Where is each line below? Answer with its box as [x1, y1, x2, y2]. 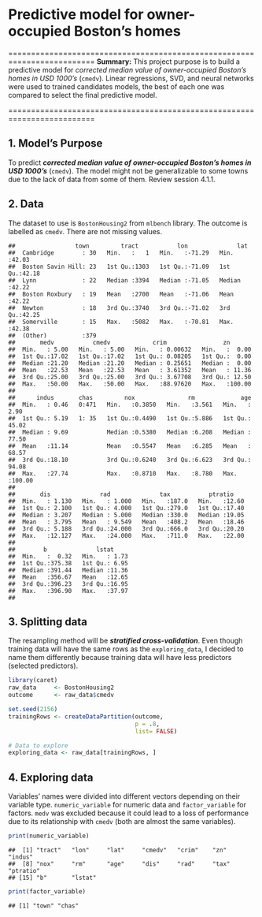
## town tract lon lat [8, 242, 248, 250]
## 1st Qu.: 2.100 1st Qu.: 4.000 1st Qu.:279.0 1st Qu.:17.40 [8, 504, 245, 512]
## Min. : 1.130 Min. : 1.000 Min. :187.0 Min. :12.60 [8, 497, 245, 505]
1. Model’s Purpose [8, 136, 103, 151]
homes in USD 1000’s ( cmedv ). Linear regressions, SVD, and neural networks [8, 73, 254, 83]
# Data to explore [8, 741, 68, 750]
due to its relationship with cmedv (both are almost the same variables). [8, 817, 236, 826]
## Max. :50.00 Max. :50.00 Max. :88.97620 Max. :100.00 [8, 380, 252, 388]
